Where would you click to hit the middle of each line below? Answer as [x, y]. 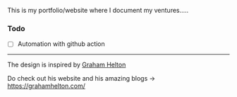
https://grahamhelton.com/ [47, 86]
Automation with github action [61, 44]
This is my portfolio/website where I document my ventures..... [98, 10]
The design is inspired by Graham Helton [67, 65]
